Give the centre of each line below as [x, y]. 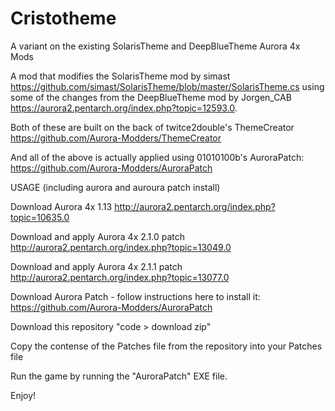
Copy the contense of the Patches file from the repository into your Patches [166, 346]
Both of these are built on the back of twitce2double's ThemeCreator [152, 127]
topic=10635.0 [40, 217]
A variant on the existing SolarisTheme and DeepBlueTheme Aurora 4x [155, 46]
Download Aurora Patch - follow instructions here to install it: [135, 296]
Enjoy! [23, 395]
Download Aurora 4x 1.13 [61, 206]
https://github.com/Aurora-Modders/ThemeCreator [116, 138]
